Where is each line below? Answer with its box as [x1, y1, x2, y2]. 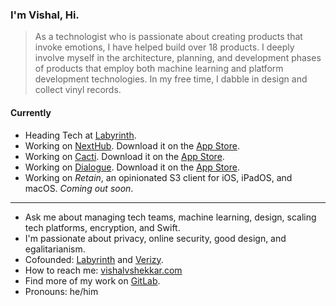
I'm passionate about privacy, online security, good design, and [24, 232, 287, 244]
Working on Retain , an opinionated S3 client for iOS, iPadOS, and [24, 171, 293, 183]
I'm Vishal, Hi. [10, 8, 80, 22]
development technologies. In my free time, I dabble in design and [34, 73, 308, 85]
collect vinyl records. [34, 84, 122, 96]
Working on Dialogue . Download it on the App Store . [24, 161, 240, 173]
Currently [10, 106, 52, 118]
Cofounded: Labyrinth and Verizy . [24, 253, 164, 265]
